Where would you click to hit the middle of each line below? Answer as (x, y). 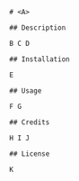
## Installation (39, 59)
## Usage (26, 91)
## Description (38, 28)
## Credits (30, 122)
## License (30, 154)
